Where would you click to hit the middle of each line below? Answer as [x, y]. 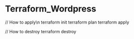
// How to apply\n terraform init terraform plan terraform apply [67, 22]
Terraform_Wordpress [50, 9]
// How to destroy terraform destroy [41, 31]
